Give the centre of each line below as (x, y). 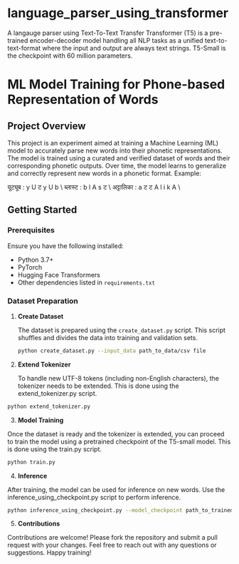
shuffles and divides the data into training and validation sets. (107, 337)
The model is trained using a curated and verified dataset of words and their (119, 158)
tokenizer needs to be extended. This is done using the (98, 386)
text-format (24, 48)
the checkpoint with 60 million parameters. (70, 56)
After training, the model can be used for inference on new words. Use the (116, 489)
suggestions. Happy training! (49, 553)
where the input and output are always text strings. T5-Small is (134, 48)
